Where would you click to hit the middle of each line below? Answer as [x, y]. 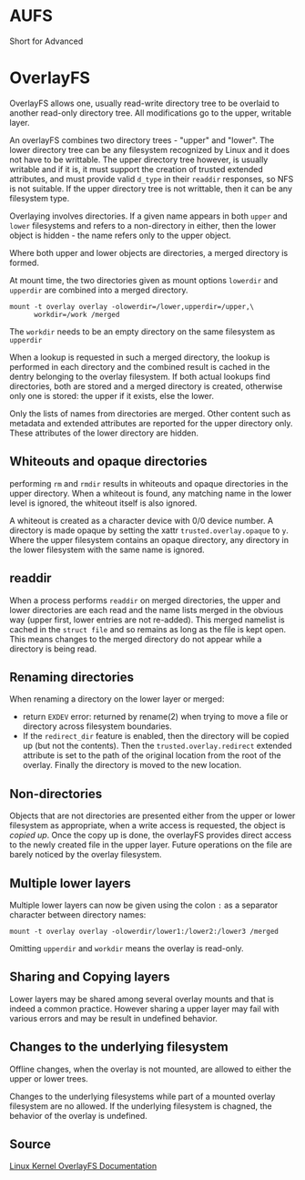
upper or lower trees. [49, 1078]
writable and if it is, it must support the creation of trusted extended [137, 169]
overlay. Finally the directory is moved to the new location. [132, 765]
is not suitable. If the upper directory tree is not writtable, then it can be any [151, 189]
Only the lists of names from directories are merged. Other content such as [150, 413]
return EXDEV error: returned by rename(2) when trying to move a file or [155, 717]
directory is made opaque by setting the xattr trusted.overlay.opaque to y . [149, 530]
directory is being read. [53, 649]
